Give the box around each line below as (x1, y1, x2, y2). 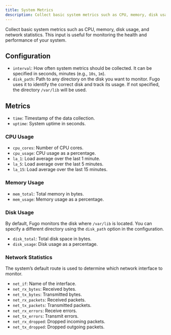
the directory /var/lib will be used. (12, 87, 87, 93)
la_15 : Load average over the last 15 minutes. (12, 166, 108, 173)
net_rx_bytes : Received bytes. (12, 286, 76, 292)
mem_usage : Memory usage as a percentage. (12, 196, 104, 202)
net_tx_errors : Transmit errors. (12, 313, 79, 319)
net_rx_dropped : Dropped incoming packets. (12, 319, 105, 325)
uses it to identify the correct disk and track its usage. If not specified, (12, 81, 160, 88)
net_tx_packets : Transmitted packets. (12, 302, 92, 309)
